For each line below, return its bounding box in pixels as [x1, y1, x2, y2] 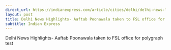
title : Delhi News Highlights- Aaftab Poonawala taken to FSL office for [5, 16, 165, 21]
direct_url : [5, 7, 31, 12]
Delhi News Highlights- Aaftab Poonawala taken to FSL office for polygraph [5, 35, 163, 41]
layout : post [5, 12, 33, 17]
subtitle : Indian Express [5, 21, 60, 26]
